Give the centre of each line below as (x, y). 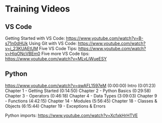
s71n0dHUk (16, 43)
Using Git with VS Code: (53, 43)
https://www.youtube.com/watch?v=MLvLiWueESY (56, 59)
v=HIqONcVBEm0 (23, 54)
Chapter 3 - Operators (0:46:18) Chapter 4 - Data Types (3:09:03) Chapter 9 (81, 96)
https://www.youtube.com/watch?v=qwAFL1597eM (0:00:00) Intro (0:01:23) (81, 85)
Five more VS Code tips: (66, 54)
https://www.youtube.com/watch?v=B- (105, 38)
